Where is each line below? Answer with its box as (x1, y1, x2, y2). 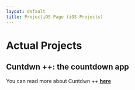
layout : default (6, 8, 46, 15)
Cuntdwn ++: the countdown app (6, 62, 130, 72)
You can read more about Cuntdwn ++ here (6, 77, 112, 84)
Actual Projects (6, 39, 82, 52)
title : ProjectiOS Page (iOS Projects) (6, 14, 103, 20)
